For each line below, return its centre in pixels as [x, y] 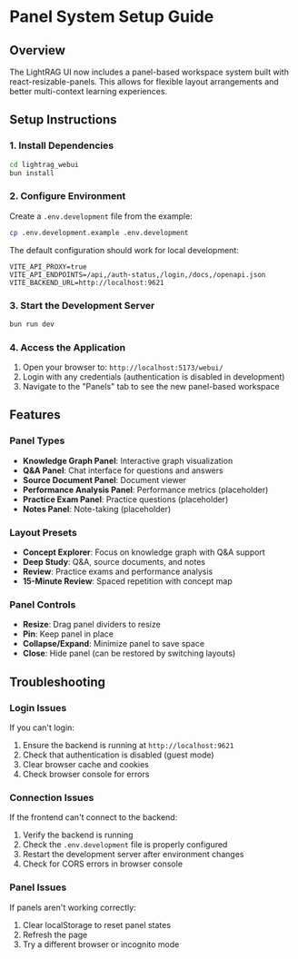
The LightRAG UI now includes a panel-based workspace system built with [149, 72]
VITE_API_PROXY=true [49, 267]
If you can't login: [42, 727]
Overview [38, 50]
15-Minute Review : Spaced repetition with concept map [128, 581]
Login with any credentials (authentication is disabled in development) [154, 377]
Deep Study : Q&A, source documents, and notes [114, 562]
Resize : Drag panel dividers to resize [91, 625]
